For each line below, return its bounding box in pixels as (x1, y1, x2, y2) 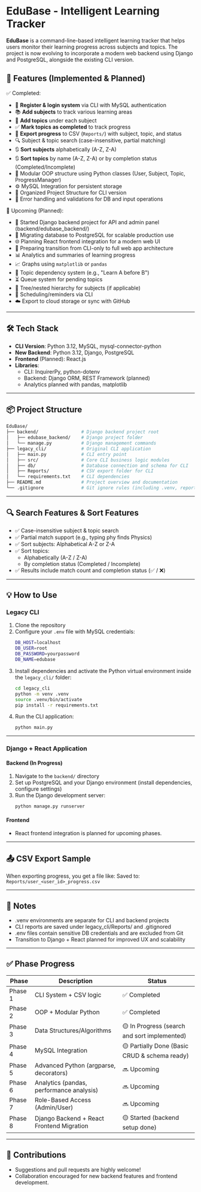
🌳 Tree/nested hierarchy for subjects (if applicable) (14, 284, 141, 291)
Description (59, 976, 93, 985)
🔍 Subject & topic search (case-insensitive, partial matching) (14, 136, 166, 144)
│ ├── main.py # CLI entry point (6, 451, 127, 457)
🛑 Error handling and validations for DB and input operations (14, 195, 163, 202)
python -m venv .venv (14, 691, 69, 697)
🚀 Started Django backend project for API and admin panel (14, 218, 160, 226)
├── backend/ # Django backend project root (6, 429, 160, 435)
